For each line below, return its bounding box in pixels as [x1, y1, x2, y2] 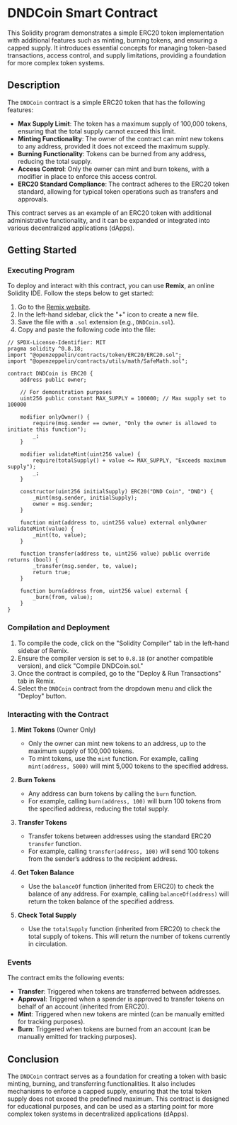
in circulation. [28, 940, 68, 948]
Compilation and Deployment [7, 622, 110, 632]
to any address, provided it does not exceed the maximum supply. [17, 142, 210, 150]
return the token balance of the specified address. [28, 897, 175, 906]
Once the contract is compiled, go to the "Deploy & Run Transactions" [17, 669, 221, 677]
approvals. [17, 194, 49, 203]
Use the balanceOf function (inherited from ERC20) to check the [28, 882, 214, 891]
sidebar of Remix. [17, 646, 69, 654]
